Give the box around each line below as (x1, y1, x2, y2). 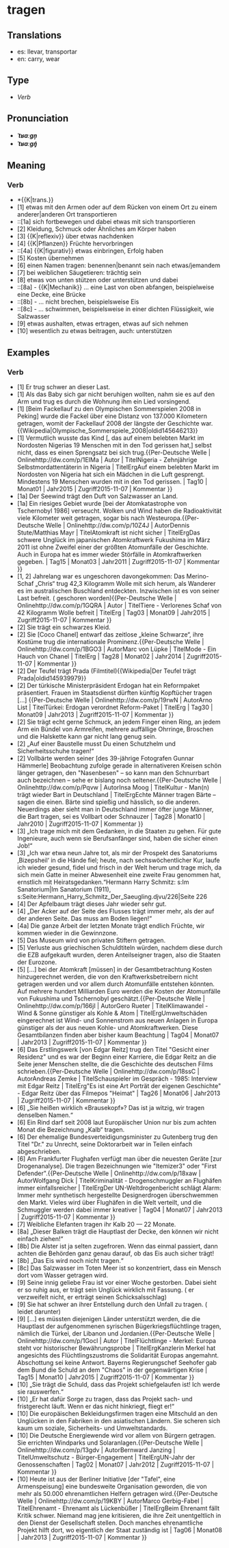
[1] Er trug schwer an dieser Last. (16, 383, 111, 391)
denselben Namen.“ (16, 1111, 73, 1119)
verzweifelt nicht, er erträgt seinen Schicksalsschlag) (16, 1293, 167, 1301)
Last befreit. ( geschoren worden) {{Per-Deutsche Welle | (16, 594, 177, 602)
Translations (7, 29, 62, 41)
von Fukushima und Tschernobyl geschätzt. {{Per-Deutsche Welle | (16, 994, 205, 1003)
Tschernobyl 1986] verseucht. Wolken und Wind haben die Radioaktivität (16, 506, 222, 515)
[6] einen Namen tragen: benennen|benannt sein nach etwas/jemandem (16, 261, 221, 269)
